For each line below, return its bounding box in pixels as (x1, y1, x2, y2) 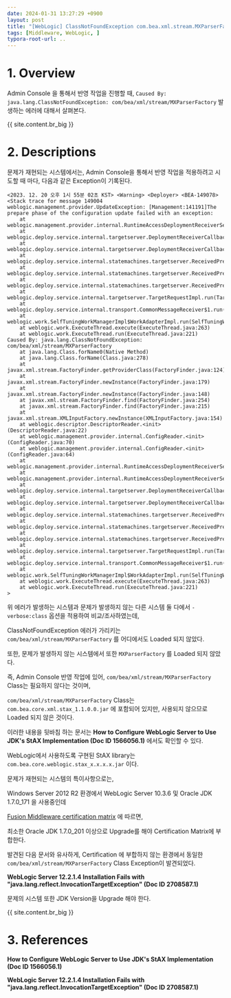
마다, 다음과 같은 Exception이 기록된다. (27, 177, 133, 185)
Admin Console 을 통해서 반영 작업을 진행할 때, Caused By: (7, 89, 167, 97)
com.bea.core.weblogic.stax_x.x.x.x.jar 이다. (7, 760, 139, 768)
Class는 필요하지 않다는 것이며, (7, 681, 91, 690)
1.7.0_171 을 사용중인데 (7, 798, 67, 806)
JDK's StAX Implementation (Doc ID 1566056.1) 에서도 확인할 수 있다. (7, 737, 203, 745)
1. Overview (7, 66, 76, 81)
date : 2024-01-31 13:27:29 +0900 (7, 10, 103, 17)
